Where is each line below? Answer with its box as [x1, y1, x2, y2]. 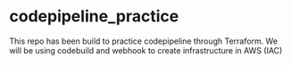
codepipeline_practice [9, 6, 179, 27]
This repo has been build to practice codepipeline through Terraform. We [9, 36, 279, 46]
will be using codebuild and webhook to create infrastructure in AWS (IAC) [9, 45, 283, 55]
